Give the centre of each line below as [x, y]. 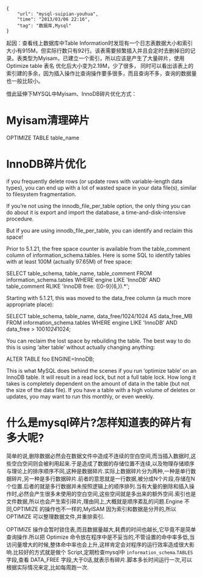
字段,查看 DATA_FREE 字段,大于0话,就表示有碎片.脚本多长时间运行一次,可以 [99, 559]
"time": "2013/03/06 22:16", [54, 19]
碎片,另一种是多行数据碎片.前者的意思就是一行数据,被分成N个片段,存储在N [103, 478]
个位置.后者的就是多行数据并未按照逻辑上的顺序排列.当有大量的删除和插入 [98, 486]
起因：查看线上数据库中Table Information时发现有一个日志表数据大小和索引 [100, 43]
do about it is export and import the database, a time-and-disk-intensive [96, 212]
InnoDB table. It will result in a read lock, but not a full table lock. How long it [101, 377]
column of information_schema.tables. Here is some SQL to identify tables [98, 255]
